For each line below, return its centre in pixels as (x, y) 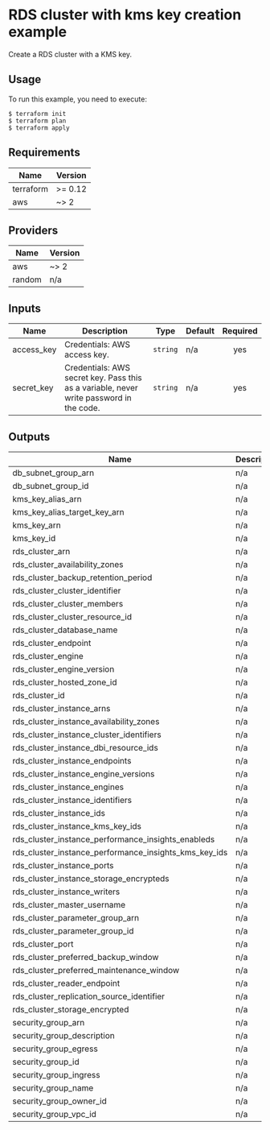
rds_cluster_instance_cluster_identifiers (87, 735)
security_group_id (46, 1062)
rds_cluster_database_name (65, 630)
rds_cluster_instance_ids (59, 813)
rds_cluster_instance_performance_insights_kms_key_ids (120, 853)
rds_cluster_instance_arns (61, 708)
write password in (98, 398)
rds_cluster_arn (41, 551)
